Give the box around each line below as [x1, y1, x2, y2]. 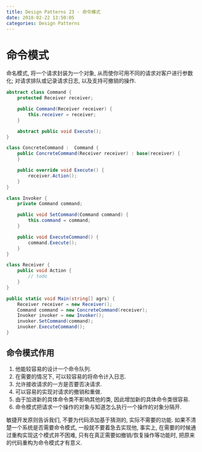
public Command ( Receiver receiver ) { [17, 106, 113, 113]
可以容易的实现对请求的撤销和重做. [15, 388, 102, 395]
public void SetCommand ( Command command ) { [17, 212, 129, 218]
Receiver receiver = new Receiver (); [17, 301, 113, 307]
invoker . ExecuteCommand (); [17, 324, 86, 330]
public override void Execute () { [17, 167, 104, 173]
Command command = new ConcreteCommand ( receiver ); [17, 307, 148, 313]
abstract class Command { [6, 89, 72, 96]
